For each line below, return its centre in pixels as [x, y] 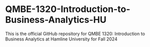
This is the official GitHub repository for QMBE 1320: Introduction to [75, 33]
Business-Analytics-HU [56, 20]
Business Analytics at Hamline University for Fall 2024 [61, 39]
